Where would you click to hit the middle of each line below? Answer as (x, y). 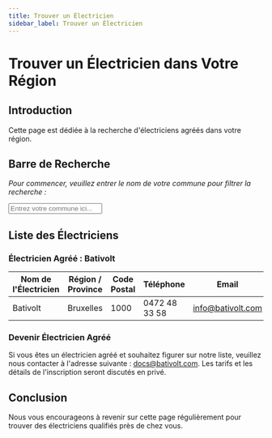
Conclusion (38, 398)
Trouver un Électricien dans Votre (123, 64)
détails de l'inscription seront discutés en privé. (87, 372)
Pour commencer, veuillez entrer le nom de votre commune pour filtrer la (130, 184)
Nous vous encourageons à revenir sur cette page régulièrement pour (125, 417)
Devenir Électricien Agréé (60, 337)
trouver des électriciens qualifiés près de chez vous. (96, 426)
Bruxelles (85, 308)
